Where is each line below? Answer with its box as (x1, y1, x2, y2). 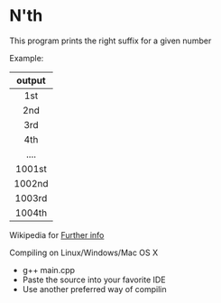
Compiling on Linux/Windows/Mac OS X (9, 247, 159, 258)
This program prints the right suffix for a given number (9, 35, 212, 46)
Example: (9, 52, 44, 63)
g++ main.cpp (22, 264, 75, 275)
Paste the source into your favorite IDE (22, 274, 166, 285)
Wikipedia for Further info (9, 229, 105, 240)
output (16, 74, 47, 87)
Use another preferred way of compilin (22, 283, 167, 294)
